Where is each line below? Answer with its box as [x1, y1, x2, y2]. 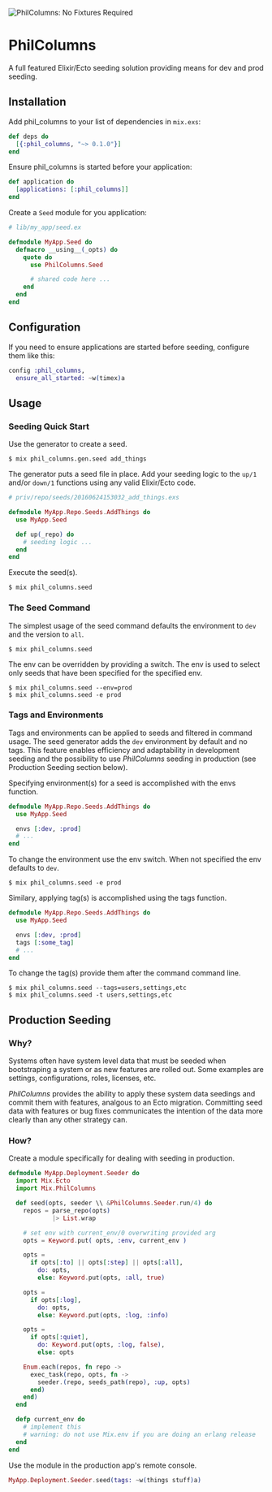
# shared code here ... [29, 275, 111, 283]
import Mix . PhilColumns [15, 1184, 96, 1193]
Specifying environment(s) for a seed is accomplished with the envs [8, 778, 236, 788]
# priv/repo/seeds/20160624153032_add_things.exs [8, 494, 180, 502]
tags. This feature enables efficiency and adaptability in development [8, 745, 240, 755]
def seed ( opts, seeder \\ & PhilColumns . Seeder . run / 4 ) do [15, 1199, 213, 1208]
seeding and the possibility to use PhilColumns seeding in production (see [8, 754, 257, 763]
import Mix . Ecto [15, 1177, 71, 1185]
